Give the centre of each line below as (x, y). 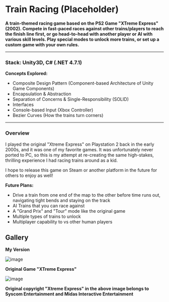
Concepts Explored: (26, 74)
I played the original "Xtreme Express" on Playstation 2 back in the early (80, 144)
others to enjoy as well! (29, 175)
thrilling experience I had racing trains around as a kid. (62, 160)
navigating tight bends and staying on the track (61, 200)
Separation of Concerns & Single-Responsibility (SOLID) (71, 99)
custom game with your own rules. (42, 44)
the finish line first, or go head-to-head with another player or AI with (79, 34)
